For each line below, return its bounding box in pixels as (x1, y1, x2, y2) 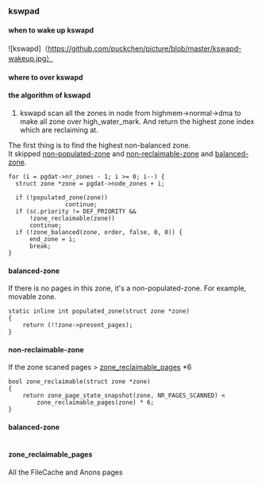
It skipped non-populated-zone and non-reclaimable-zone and (8, 148, 214, 158)
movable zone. (8, 292, 57, 302)
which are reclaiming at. (19, 125, 98, 134)
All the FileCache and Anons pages (8, 467, 123, 477)
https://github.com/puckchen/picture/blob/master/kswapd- (47, 44, 242, 53)
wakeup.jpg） (8, 54, 54, 64)
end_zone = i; (29, 235, 77, 243)
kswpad (8, 6, 40, 17)
